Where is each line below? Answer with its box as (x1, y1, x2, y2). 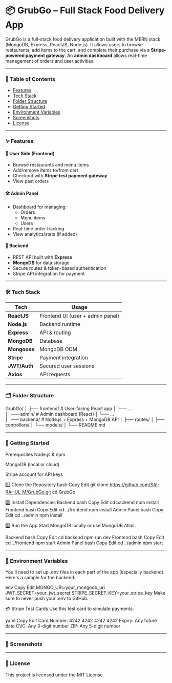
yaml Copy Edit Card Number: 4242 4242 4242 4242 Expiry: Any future (5, 617, 157, 623)
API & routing (39, 329, 71, 336)
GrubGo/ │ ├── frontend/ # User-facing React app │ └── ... (5, 405, 132, 412)
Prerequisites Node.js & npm (5, 451, 66, 457)
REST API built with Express (12, 254, 73, 260)
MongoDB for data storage (12, 260, 70, 266)
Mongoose (8, 346, 35, 353)
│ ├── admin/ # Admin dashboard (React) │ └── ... (5, 411, 114, 417)
